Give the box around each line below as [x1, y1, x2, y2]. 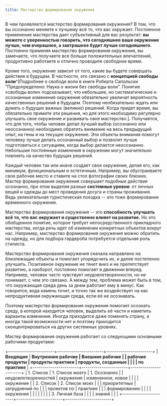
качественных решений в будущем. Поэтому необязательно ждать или [5, 99, 158, 105]
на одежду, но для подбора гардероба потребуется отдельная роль [5, 235, 151, 241]
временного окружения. [5, 199, 57, 205]
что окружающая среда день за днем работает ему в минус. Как [5, 282, 145, 288]
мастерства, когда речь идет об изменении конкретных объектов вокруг [5, 225, 162, 231]
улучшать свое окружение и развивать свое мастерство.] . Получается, [5, 115, 159, 121]
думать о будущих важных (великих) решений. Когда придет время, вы [5, 105, 159, 111]
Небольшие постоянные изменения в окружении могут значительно [5, 147, 152, 153]
